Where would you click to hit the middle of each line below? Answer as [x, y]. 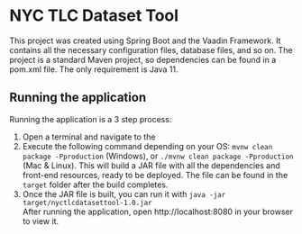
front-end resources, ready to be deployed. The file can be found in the [155, 175]
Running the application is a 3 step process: [91, 119]
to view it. [41, 220]
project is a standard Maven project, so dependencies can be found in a [143, 59]
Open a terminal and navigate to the [89, 137]
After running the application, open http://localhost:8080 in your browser [157, 211]
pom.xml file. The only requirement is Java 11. [94, 69]
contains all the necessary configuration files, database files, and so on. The [151, 49]
